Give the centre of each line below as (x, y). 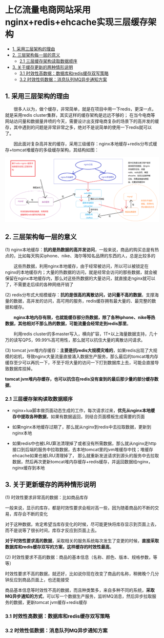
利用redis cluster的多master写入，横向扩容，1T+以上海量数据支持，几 (83, 334)
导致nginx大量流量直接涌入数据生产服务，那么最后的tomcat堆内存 (92, 356)
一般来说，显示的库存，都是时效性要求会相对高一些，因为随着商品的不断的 (80, 508)
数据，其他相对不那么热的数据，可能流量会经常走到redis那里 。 (68, 323)
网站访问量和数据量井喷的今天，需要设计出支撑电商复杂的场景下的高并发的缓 (82, 121)
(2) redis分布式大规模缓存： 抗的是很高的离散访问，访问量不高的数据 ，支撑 (80, 295)
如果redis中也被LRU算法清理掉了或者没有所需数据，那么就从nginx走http (84, 443)
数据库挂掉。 (22, 369)
